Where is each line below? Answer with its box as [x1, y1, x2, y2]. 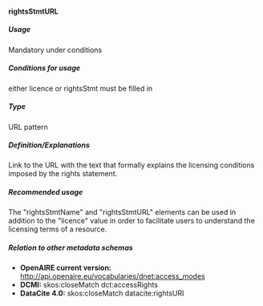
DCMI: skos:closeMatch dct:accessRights [19, 280, 159, 290]
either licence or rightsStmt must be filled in [8, 83, 153, 93]
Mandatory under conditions [8, 45, 103, 54]
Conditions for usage [8, 63, 81, 73]
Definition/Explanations [8, 140, 90, 150]
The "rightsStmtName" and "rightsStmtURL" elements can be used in [8, 207, 237, 217]
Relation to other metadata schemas [8, 243, 134, 252]
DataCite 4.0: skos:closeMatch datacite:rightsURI [19, 288, 184, 298]
